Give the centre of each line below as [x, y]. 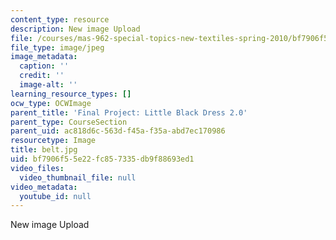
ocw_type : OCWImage [51, 103]
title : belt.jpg [44, 150]
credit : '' [42, 76]
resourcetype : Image [53, 141]
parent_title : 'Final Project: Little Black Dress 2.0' [129, 112]
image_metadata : [44, 57]
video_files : [37, 168]
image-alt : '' [48, 85]
